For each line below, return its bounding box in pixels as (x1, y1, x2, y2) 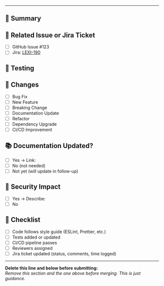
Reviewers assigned (12, 245, 53, 251)
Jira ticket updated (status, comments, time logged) (12, 250, 117, 257)
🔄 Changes (5, 81, 39, 89)
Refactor (12, 115, 30, 121)
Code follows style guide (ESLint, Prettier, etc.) (12, 228, 106, 235)
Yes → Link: (12, 157, 36, 163)
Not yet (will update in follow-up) (12, 168, 79, 174)
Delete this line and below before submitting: (5, 265, 98, 271)
